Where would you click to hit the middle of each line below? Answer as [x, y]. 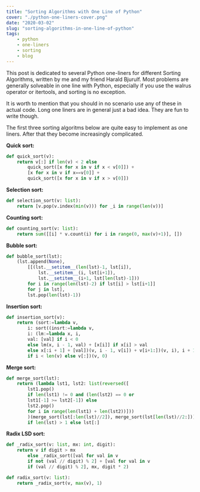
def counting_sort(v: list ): [42, 228]
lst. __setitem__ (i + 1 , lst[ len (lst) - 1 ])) [89, 278]
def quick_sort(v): [30, 156]
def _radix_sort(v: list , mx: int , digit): [61, 445]
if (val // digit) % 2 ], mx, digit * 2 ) [78, 467]
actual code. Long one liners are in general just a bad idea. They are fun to [97, 109]
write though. [23, 116]
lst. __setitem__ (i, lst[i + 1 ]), [77, 273]
